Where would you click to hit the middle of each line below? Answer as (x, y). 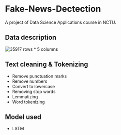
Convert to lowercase (33, 86)
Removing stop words (34, 91)
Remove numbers (30, 81)
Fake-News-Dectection (53, 9)
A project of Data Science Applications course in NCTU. (60, 22)
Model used (23, 117)
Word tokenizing (28, 102)
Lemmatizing (25, 97)
